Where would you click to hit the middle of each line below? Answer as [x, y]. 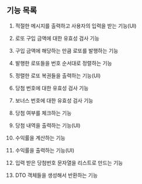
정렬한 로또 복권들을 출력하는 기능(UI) [58, 76]
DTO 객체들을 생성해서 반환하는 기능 [56, 175]
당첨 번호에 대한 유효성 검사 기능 [52, 88]
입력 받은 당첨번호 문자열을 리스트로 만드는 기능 [69, 162]
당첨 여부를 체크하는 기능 [43, 113]
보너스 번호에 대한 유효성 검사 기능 [54, 100]
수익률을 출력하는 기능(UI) [45, 150]
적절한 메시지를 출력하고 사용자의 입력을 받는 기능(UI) [76, 26]
